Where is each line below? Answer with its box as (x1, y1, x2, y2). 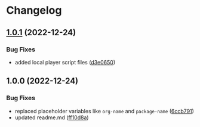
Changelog (6, 4, 62, 17)
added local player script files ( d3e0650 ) (14, 58, 116, 66)
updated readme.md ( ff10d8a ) (14, 114, 89, 121)
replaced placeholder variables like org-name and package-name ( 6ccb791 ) (14, 107, 194, 114)
